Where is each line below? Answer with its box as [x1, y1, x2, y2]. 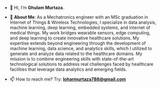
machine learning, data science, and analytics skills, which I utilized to [9, 46, 152, 51]
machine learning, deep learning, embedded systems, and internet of [9, 25, 151, 30]
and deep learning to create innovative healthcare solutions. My [9, 35, 139, 41]
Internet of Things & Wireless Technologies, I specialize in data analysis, [9, 20, 157, 25]
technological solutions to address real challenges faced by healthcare [9, 61, 154, 67]
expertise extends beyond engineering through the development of [9, 40, 146, 46]
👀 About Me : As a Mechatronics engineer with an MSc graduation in [9, 14, 149, 20]
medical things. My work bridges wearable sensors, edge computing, [9, 30, 151, 35]
